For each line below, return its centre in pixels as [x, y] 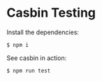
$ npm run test [29, 71]
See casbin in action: [37, 58]
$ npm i [18, 45]
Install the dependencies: [43, 32]
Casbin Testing [51, 13]
